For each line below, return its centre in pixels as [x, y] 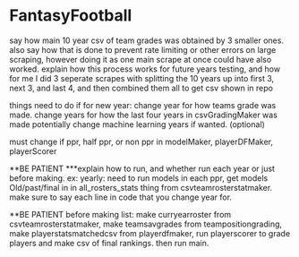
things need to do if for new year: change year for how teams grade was [143, 105]
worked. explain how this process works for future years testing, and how [145, 69]
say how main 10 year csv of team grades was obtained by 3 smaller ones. [147, 40]
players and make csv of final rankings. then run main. [109, 243]
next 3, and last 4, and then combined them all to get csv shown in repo [141, 88]
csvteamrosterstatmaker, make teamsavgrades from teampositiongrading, [146, 224]
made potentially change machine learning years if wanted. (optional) [137, 124]
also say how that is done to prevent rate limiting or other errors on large [143, 49]
